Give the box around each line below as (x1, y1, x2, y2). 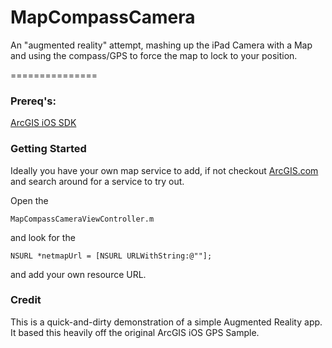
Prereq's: (10, 94, 57, 108)
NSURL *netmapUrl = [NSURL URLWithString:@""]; (10, 251, 213, 261)
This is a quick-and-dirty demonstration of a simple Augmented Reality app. (10, 316, 323, 328)
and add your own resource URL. (10, 268, 147, 280)
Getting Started (10, 142, 87, 156)
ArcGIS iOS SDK (10, 117, 77, 129)
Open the (10, 194, 49, 206)
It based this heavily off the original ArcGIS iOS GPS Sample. (10, 326, 260, 338)
